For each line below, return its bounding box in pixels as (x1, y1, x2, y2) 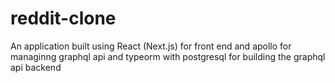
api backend (10, 61, 62, 73)
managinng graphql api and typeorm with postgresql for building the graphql (10, 50, 326, 62)
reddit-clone (10, 7, 117, 30)
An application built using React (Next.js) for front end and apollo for (10, 40, 292, 52)
